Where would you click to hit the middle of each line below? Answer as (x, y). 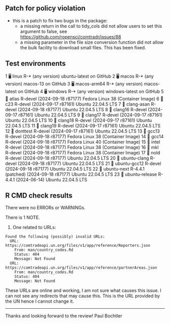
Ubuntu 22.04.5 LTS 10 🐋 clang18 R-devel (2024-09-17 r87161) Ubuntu (79, 120)
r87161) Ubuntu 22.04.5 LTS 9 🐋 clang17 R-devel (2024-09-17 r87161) (91, 115)
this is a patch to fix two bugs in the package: (60, 20)
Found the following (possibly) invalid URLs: (55, 237)
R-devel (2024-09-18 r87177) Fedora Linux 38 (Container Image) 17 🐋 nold (83, 152)
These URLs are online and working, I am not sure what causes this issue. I (83, 290)
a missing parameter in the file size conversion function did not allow (92, 42)
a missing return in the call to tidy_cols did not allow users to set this (91, 26)
